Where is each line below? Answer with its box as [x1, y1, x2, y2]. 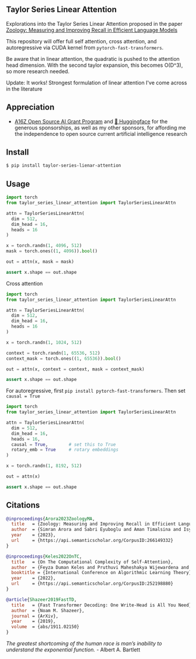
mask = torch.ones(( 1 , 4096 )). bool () [6, 248, 98, 254]
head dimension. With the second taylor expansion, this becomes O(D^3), [6, 61, 183, 68]
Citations [6, 500, 40, 510]
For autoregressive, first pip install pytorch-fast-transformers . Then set [6, 387, 185, 394]
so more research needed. [6, 67, 70, 75]
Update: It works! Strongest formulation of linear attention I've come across [6, 79, 187, 86]
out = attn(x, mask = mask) [6, 259, 75, 265]
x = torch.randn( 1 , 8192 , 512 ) [6, 463, 82, 469]
